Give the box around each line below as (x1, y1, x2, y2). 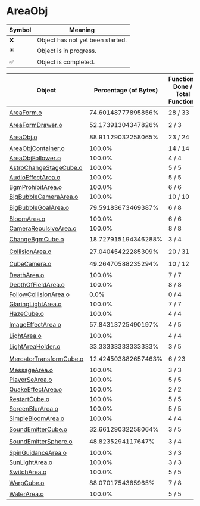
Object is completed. (36, 58, 95, 66)
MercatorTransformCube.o (9, 355, 84, 363)
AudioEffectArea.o (9, 173, 61, 181)
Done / (173, 82, 193, 91)
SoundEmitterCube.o (9, 425, 67, 433)
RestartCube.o (9, 395, 49, 403)
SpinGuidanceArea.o (9, 448, 67, 457)
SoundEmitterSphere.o (9, 437, 73, 446)
